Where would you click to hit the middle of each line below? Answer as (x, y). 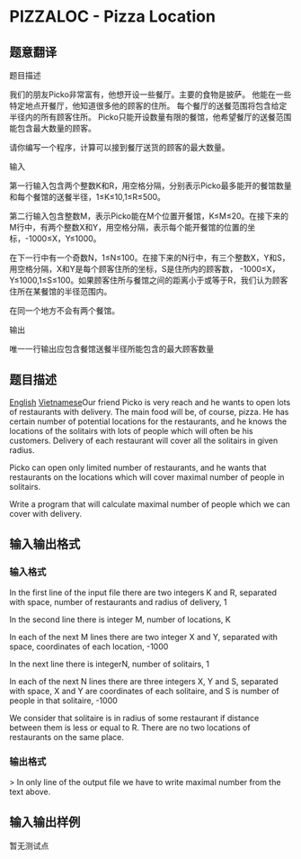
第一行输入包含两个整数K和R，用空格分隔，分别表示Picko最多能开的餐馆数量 (150, 185)
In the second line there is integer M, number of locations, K (120, 619)
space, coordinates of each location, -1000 (89, 647)
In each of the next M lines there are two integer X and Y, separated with (144, 637)
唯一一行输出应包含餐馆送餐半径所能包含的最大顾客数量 (111, 349)
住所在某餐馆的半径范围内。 (61, 291)
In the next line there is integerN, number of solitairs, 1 (109, 664)
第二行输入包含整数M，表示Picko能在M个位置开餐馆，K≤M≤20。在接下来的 (149, 216)
